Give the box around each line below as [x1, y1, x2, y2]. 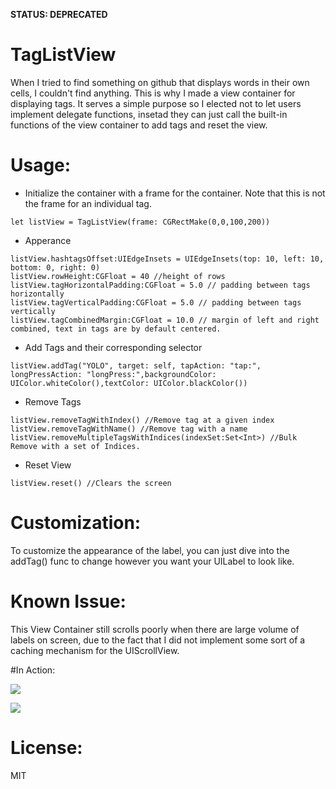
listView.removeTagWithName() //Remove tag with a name [10, 424, 248, 434]
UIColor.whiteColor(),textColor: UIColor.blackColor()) [10, 378, 248, 388]
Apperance [24, 234, 72, 246]
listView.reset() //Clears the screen [10, 478, 172, 488]
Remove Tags [24, 395, 82, 408]
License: [10, 736, 83, 759]
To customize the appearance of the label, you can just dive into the [10, 544, 290, 556]
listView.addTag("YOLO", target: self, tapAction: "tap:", [10, 360, 262, 371]
